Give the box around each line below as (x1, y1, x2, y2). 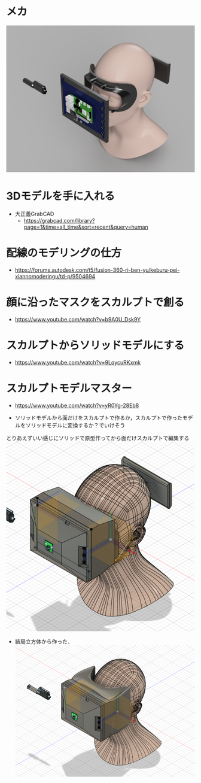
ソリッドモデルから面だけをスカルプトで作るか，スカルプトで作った (14, 414, 182, 421)
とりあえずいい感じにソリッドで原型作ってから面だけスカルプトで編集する (6, 434, 190, 441)
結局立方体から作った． (14, 638, 73, 645)
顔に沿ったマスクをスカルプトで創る (6, 296, 185, 309)
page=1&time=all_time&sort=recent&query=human (23, 223, 148, 230)
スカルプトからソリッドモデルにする (6, 338, 185, 352)
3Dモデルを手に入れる (6, 189, 115, 203)
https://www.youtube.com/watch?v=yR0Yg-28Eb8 (14, 402, 139, 409)
